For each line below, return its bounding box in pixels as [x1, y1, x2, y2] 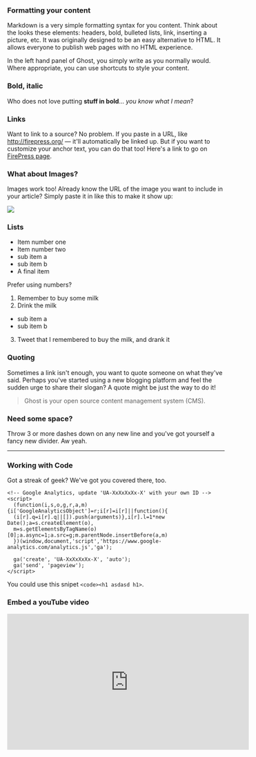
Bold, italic [7, 82, 43, 91]
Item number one [17, 238, 67, 247]
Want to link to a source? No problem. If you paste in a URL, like [7, 130, 188, 138]
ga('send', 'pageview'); [13, 562, 85, 569]
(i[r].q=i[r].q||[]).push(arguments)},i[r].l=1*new [13, 514, 166, 521]
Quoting [7, 353, 35, 363]
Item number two [17, 245, 66, 253]
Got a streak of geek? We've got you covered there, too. [7, 476, 167, 485]
